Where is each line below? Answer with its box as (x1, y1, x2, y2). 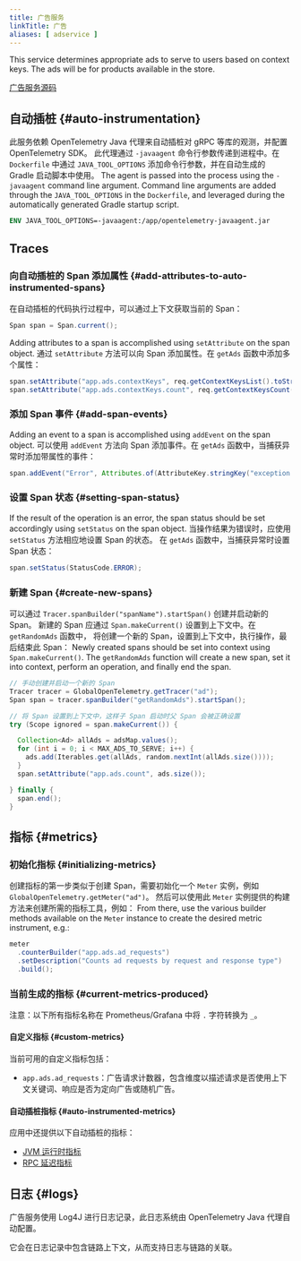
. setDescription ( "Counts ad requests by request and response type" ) (17, 956, 282, 965)
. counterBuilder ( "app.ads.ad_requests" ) (17, 948, 170, 956)
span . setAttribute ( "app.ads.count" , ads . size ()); (17, 769, 206, 778)
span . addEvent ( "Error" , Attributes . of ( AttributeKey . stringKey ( (9, 468, 251, 477)
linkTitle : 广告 (9, 21, 67, 30)
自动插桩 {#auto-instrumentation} (9, 111, 202, 126)
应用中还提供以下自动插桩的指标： (9, 1128, 135, 1138)
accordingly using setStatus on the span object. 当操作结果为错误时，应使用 (9, 523, 291, 534)
